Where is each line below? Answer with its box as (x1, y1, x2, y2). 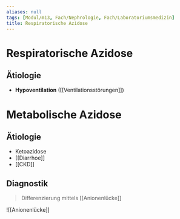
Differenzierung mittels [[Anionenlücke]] (21, 195, 122, 202)
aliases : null (6, 8, 42, 15)
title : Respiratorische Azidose (6, 20, 88, 26)
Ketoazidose (15, 148, 47, 155)
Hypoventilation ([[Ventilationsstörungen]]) (15, 86, 124, 94)
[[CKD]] (15, 161, 35, 168)
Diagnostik (6, 178, 48, 189)
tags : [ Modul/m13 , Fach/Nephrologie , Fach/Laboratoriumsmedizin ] (6, 15, 175, 21)
